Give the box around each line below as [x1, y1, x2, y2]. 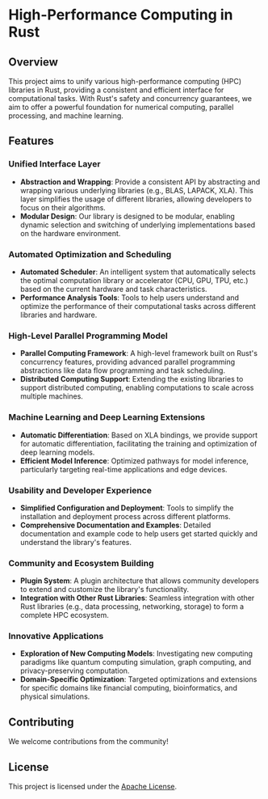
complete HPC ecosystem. [19, 611, 109, 620]
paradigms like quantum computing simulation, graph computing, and [19, 657, 252, 667]
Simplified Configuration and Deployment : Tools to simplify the [19, 503, 234, 513]
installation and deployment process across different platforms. [19, 511, 231, 521]
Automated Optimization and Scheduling [8, 248, 172, 260]
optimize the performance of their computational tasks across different [19, 301, 256, 311]
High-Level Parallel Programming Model [8, 330, 168, 341]
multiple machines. [19, 391, 83, 401]
